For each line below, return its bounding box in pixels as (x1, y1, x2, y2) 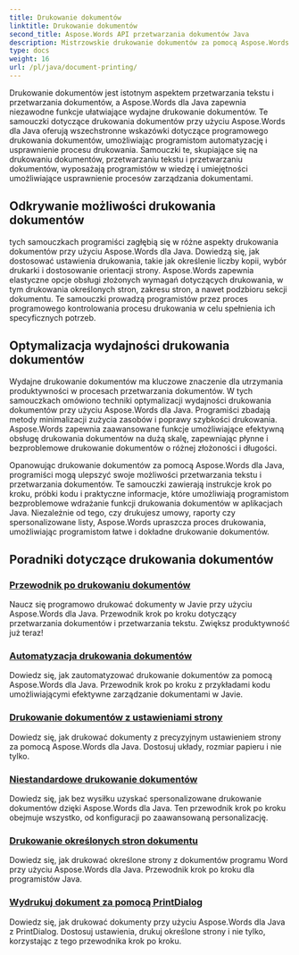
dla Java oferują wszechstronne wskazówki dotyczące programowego (9, 125, 269, 136)
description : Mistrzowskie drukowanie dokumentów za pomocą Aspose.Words (9, 38, 290, 47)
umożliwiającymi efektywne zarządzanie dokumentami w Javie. (9, 689, 244, 699)
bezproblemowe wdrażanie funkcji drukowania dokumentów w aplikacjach (9, 498, 283, 508)
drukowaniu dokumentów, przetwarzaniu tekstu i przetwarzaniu (9, 154, 244, 164)
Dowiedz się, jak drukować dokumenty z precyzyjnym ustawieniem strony (9, 732, 282, 742)
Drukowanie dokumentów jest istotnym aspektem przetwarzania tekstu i (9, 87, 274, 98)
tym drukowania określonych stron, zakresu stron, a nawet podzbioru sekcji (9, 283, 287, 295)
